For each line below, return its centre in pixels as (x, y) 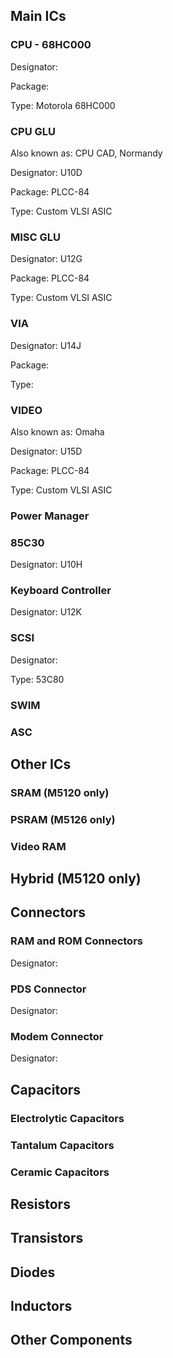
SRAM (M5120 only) (60, 792)
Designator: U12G (46, 259)
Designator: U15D (46, 451)
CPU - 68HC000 (51, 45)
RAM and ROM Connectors (76, 941)
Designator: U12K (46, 612)
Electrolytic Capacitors (67, 1118)
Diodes (33, 1272)
